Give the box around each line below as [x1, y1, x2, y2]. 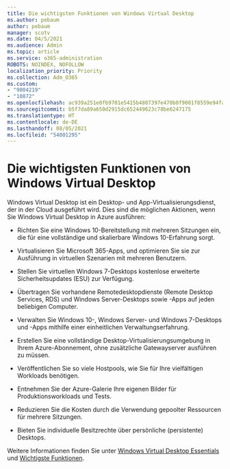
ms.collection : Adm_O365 [7, 73, 78, 81]
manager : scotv [7, 29, 51, 36]
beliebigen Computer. [16, 303, 79, 311]
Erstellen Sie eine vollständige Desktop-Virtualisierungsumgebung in [16, 336, 211, 345]
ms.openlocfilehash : [7, 100, 66, 106]
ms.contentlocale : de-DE [7, 118, 78, 126]
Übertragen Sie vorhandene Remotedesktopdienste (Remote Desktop [16, 288, 214, 296]
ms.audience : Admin [7, 42, 63, 49]
